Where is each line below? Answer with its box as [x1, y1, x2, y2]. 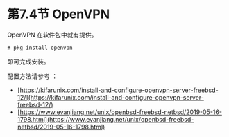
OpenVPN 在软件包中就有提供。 [7, 30, 99, 39]
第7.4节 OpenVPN [7, 6, 110, 22]
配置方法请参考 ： [7, 72, 58, 80]
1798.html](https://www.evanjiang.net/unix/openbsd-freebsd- [17, 115, 194, 123]
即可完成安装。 [7, 57, 50, 66]
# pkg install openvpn [7, 44, 73, 51]
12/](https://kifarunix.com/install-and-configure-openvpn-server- [17, 93, 205, 101]
